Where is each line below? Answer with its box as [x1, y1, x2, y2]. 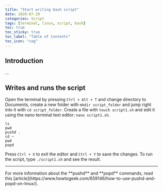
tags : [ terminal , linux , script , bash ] [5, 20, 86, 26]
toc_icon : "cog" [5, 39, 38, 44]
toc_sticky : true [5, 30, 40, 35]
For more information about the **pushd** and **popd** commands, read [5, 171, 153, 176]
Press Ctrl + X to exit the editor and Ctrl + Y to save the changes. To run [5, 151, 153, 157]
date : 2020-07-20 [5, 12, 40, 17]
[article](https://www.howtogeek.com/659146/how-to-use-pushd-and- [13, 175, 156, 181]
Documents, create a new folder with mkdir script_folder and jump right [5, 102, 151, 107]
